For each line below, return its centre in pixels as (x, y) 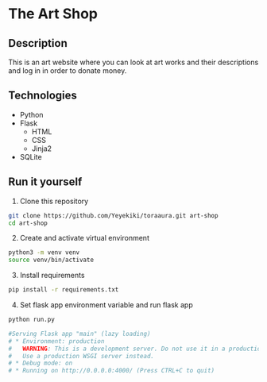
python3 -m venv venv (44, 253)
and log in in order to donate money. (68, 71)
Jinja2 (42, 149)
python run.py (32, 319)
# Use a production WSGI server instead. (81, 356)
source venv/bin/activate (51, 260)
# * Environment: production (56, 341)
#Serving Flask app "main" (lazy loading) (79, 334)
